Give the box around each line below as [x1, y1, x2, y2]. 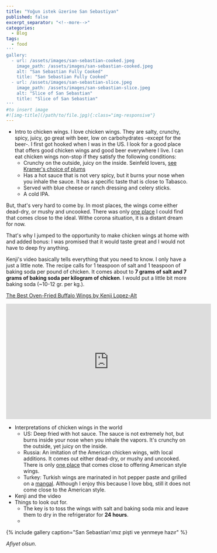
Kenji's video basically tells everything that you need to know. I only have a [6, 256, 186, 263]
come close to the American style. [23, 486, 106, 493]
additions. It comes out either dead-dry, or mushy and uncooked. [23, 455, 181, 462]
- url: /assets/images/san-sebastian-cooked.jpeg [11, 57, 135, 63]
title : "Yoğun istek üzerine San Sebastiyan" [6, 8, 119, 15]
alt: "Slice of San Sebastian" [16, 90, 93, 96]
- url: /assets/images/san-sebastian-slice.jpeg [11, 80, 132, 86]
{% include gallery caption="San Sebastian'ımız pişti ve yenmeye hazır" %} [6, 529, 188, 536]
